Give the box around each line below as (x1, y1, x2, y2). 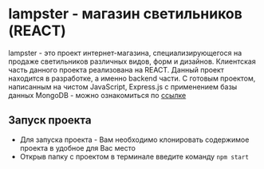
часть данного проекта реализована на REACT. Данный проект (8, 65, 225, 74)
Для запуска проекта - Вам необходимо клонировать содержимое (19, 135, 250, 144)
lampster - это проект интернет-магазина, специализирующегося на (8, 48, 242, 57)
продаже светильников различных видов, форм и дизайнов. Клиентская (8, 57, 257, 66)
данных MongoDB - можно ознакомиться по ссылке (8, 90, 187, 100)
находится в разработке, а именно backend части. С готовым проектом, (8, 73, 256, 83)
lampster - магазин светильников (8, 5, 243, 23)
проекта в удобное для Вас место (19, 143, 136, 152)
